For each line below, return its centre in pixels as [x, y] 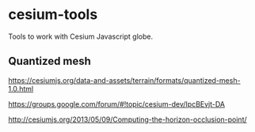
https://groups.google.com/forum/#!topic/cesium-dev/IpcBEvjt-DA [117, 104]
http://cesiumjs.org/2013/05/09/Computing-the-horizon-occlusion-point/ [127, 119]
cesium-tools [53, 15]
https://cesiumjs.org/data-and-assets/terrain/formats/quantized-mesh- [124, 80]
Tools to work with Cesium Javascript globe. [80, 36]
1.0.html [21, 89]
